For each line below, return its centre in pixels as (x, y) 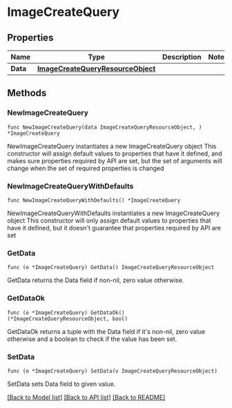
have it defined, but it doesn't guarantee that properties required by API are (114, 228)
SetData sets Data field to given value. (61, 384)
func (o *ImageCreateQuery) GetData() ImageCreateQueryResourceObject (111, 268)
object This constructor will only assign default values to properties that (109, 220)
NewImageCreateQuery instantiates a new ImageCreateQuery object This (112, 146)
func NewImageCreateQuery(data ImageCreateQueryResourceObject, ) (105, 127)
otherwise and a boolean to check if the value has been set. (92, 339)
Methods (27, 93)
